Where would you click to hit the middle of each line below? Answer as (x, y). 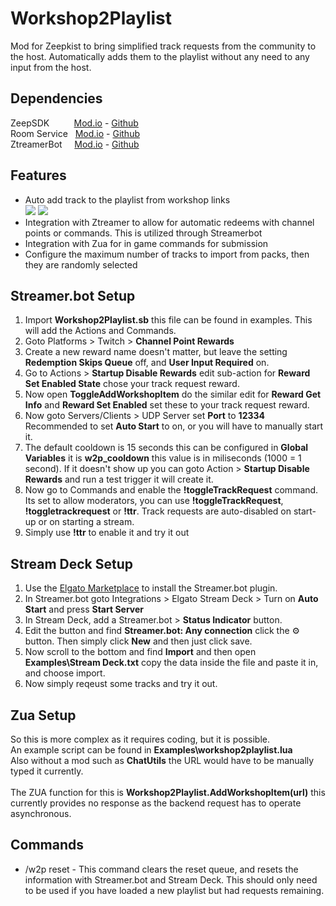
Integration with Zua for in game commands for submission (146, 243)
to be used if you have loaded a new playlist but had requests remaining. (174, 890)
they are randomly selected (81, 264)
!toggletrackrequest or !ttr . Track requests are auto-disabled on (158, 511)
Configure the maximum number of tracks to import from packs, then (167, 254)
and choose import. (65, 673)
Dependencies (56, 98)
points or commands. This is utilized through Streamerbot (143, 233)
